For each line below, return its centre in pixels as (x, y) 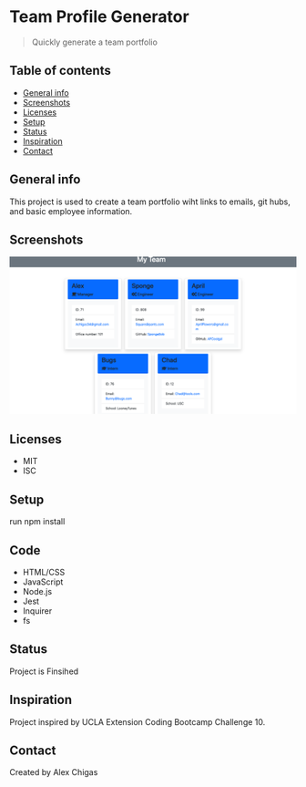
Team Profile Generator (99, 17)
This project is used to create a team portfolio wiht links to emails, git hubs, (150, 202)
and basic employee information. (71, 211)
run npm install (37, 522)
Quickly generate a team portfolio (94, 42)
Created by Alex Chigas (54, 772)
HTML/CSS (44, 572)
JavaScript (43, 582)
